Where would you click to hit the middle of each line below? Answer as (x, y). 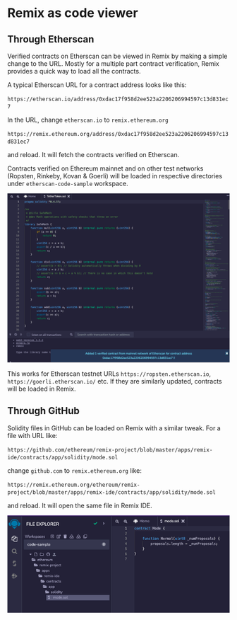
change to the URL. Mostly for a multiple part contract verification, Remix (114, 64)
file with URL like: (32, 435)
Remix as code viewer (73, 13)
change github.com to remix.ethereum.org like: (75, 470)
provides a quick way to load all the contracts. (74, 71)
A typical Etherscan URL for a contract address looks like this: (97, 85)
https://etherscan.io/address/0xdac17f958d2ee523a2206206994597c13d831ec (118, 99)
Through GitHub (43, 411)
